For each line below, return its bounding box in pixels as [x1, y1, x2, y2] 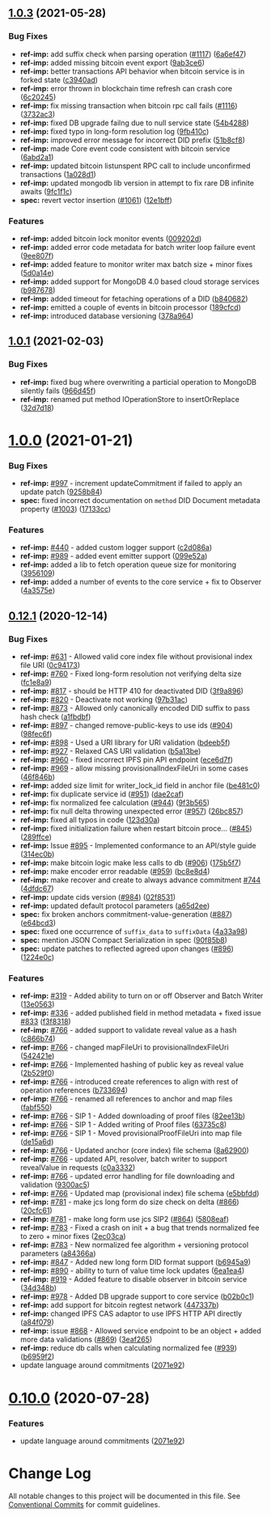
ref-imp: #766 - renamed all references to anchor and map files [19, 1094, 233, 1104]
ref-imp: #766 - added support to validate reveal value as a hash [19, 1025, 237, 1035]
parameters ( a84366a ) [19, 1249, 96, 1258]
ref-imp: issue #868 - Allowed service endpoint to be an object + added [19, 1326, 261, 1336]
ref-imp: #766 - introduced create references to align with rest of [19, 1077, 239, 1087]
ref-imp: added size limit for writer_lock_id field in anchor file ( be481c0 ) [19, 780, 260, 791]
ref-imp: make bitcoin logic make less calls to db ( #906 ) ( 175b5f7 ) [19, 858, 242, 868]
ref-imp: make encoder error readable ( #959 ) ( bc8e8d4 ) [19, 867, 210, 877]
